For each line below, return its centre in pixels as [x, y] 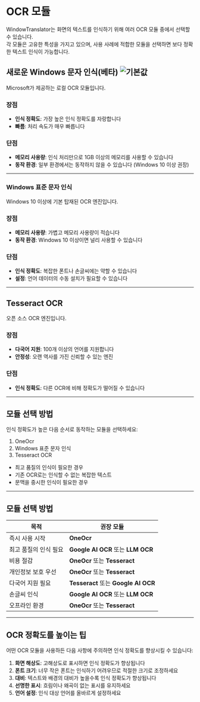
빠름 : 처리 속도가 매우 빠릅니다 [50, 126]
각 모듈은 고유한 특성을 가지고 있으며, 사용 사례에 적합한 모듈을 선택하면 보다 [94, 44]
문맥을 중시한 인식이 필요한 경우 [51, 483]
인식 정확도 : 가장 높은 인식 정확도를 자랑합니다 [68, 119]
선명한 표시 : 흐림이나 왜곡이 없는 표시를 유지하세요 [73, 685]
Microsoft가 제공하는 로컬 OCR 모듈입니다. [56, 88]
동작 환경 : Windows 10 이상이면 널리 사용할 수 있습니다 [79, 240]
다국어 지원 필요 [30, 583]
